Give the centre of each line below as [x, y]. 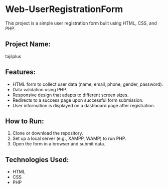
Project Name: [28, 44]
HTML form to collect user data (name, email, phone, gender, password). [88, 84]
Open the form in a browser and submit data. [59, 144]
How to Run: [25, 121]
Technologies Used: [37, 160]
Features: [21, 72]
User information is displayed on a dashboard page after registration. [84, 105]
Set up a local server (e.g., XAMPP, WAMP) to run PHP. [69, 138]
